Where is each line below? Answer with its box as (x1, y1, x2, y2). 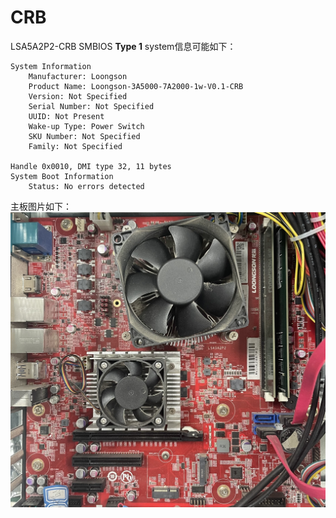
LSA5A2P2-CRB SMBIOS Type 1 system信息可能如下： (10, 40, 237, 52)
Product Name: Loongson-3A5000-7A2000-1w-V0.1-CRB (28, 81, 244, 91)
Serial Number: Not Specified (28, 101, 155, 111)
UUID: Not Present (28, 111, 105, 121)
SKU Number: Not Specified (28, 131, 141, 141)
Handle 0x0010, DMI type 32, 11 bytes (10, 161, 172, 171)
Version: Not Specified (28, 91, 128, 101)
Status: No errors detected (28, 181, 145, 191)
